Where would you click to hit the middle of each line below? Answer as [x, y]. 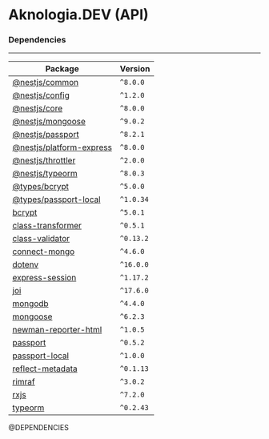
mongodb [31, 304]
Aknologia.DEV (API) [79, 15]
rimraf [24, 382]
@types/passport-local [57, 199]
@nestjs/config [41, 95]
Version [135, 69]
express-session [44, 278]
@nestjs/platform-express [62, 147]
